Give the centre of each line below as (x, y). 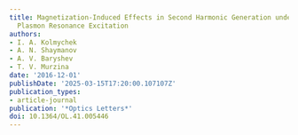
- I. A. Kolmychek (43, 42)
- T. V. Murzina (39, 67)
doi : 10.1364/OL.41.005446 (59, 116)
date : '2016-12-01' (45, 75)
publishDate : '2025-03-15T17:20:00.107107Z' (93, 83)
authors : (25, 34)
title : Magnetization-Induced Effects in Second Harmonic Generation (141, 17)
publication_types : (45, 91)
